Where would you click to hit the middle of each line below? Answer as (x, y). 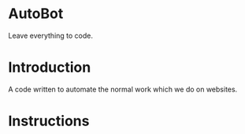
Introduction (50, 67)
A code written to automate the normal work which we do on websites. (123, 89)
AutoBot (36, 14)
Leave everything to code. (50, 35)
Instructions (49, 121)
